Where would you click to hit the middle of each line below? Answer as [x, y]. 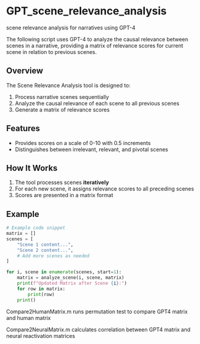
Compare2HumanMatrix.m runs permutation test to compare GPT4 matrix [97, 311]
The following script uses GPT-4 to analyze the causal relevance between [97, 39]
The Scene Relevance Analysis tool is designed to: [68, 85]
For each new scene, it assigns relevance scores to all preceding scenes [104, 189]
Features [23, 129]
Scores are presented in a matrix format [64, 195]
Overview [25, 71]
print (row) [41, 294]
